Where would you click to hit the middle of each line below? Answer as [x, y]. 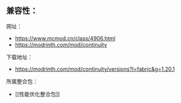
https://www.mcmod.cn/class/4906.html [65, 38]
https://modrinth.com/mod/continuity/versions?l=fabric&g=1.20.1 [95, 69]
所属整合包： [22, 81]
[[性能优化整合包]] [37, 94]
